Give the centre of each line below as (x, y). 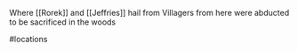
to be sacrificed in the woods (63, 22)
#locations (28, 39)
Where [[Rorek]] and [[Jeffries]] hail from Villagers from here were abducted (149, 13)
